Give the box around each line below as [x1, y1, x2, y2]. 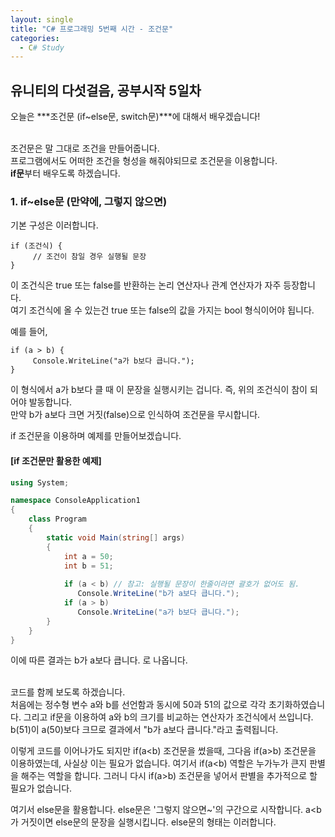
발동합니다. [28, 396, 73, 408]
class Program [28, 514, 87, 525]
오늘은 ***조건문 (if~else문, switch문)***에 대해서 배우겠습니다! [10, 111, 261, 123]
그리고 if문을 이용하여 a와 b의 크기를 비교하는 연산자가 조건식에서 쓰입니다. [23, 711, 314, 723]
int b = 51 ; [63, 561, 114, 571]
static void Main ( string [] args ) [46, 532, 186, 543]
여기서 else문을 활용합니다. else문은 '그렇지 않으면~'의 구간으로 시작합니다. [10, 804, 304, 816]
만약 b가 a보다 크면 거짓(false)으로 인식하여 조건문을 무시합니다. [10, 409, 261, 421]
